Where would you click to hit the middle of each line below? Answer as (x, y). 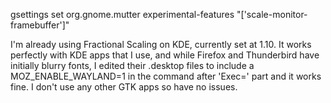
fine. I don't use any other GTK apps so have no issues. (124, 87)
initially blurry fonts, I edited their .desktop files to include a (132, 65)
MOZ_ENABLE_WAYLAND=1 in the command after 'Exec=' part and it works (166, 76)
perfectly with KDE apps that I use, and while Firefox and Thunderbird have (165, 55)
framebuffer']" (40, 25)
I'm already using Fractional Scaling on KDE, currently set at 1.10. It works (161, 44)
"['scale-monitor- (272, 14)
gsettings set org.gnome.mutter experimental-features (122, 14)
